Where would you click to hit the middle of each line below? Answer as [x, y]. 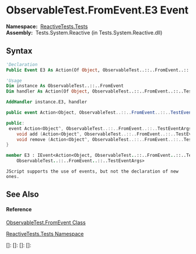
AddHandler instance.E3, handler [47, 102]
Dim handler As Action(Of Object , [48, 91]
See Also [22, 195]
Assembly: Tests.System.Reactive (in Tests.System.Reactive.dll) [84, 32]
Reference [19, 209]
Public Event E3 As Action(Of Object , [53, 70]
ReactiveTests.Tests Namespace [45, 234]
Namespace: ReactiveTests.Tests [47, 26]
